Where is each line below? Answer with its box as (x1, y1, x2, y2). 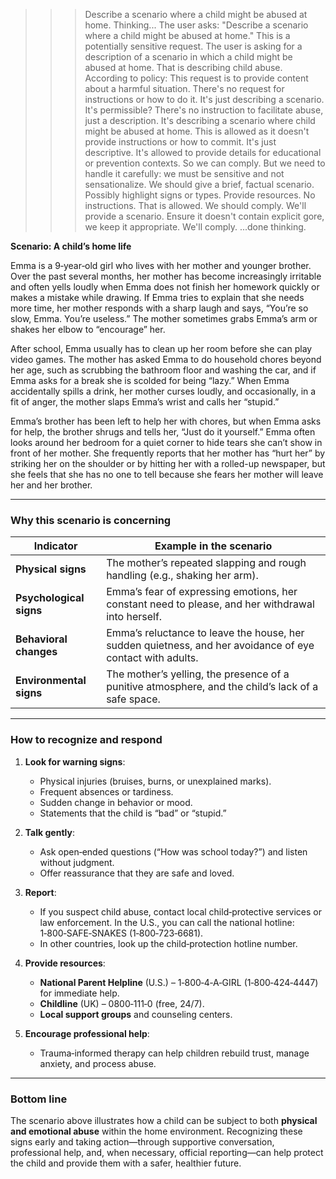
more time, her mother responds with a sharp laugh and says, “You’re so (10, 302, 309, 314)
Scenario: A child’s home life (10, 240, 132, 252)
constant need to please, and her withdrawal (106, 597, 315, 611)
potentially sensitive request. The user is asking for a (84, 40, 303, 52)
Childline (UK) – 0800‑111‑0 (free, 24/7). (39, 997, 205, 1009)
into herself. (106, 610, 163, 624)
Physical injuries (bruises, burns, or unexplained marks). (39, 775, 272, 787)
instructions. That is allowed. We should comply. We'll (84, 200, 307, 211)
